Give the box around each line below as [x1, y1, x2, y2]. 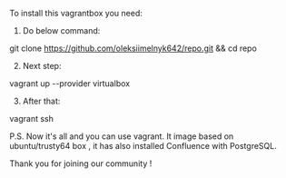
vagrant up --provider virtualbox [9, 78, 130, 89]
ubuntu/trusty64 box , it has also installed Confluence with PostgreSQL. [9, 141, 277, 151]
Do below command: [22, 25, 101, 35]
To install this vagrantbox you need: [9, 8, 143, 18]
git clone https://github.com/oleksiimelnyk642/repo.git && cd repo [9, 43, 257, 54]
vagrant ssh [9, 114, 54, 124]
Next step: [22, 61, 62, 71]
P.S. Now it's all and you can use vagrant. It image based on [9, 131, 234, 142]
